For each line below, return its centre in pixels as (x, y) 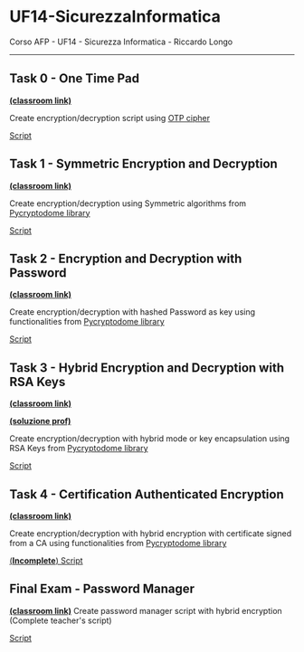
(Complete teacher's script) (61, 620)
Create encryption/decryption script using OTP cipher (110, 118)
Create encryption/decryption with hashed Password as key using (133, 312)
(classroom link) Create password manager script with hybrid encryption (146, 610)
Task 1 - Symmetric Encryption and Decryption (143, 164)
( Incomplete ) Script (46, 561)
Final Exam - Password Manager (102, 589)
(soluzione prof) (40, 421)
